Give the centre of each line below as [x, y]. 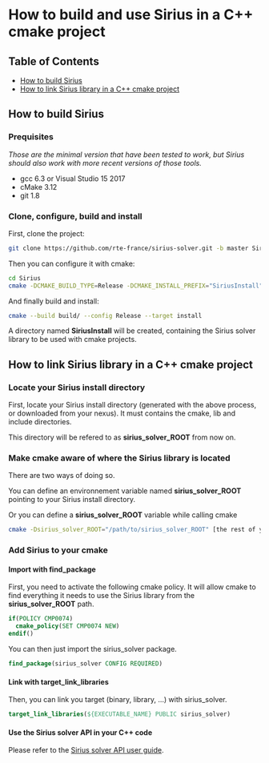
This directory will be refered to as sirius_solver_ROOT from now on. [122, 437]
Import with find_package [52, 569]
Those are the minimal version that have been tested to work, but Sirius [126, 155]
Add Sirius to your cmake [58, 550]
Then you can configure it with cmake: [72, 263]
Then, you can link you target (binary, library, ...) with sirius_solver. [118, 700]
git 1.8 [30, 195]
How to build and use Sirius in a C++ [131, 15]
